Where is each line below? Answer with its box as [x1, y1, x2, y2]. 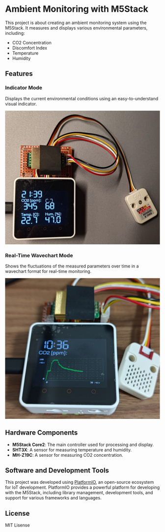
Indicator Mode [5, 85, 43, 91]
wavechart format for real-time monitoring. [5, 268, 92, 274]
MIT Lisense [5, 522, 30, 528]
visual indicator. [5, 101, 37, 107]
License [5, 509, 30, 517]
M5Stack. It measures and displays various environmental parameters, [5, 25, 148, 30]
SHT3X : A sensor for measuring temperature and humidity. [12, 446, 132, 453]
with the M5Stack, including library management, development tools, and [5, 490, 153, 496]
